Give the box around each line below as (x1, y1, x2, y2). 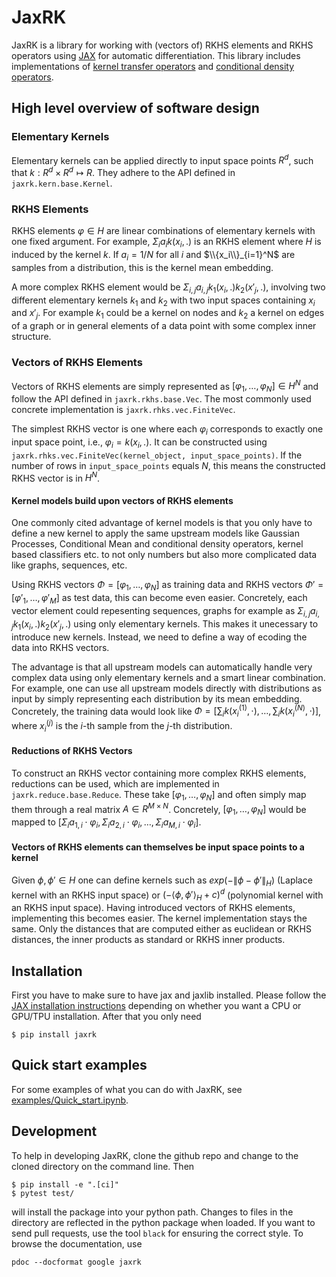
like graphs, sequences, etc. (11, 559, 128, 571)
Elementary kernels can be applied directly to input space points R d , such (11, 152, 314, 166)
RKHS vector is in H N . (11, 470, 101, 484)
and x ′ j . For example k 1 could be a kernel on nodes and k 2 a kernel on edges (11, 307, 325, 321)
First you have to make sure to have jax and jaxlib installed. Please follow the (11, 989, 327, 1001)
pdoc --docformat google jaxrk (11, 1257, 142, 1267)
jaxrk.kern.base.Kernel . (11, 177, 113, 189)
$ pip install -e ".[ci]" (11, 1179, 119, 1190)
